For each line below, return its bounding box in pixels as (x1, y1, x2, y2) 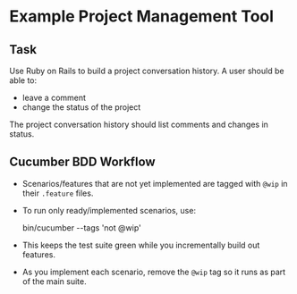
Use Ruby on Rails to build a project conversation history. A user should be (9, 65, 284, 76)
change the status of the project (21, 102, 141, 113)
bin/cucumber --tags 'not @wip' (21, 222, 141, 233)
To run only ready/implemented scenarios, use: (21, 205, 197, 215)
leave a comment (21, 92, 87, 103)
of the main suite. (21, 275, 87, 287)
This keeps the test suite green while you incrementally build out (21, 239, 260, 250)
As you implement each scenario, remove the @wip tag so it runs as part (21, 266, 286, 277)
